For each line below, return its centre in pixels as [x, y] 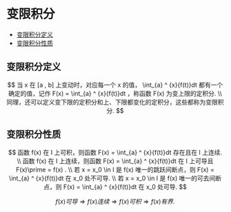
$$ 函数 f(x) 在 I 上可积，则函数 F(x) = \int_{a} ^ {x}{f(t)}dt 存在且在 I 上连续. [115, 152]
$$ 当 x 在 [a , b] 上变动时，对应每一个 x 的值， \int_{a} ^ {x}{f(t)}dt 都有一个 [115, 85]
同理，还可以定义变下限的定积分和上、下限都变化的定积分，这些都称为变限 [112, 102]
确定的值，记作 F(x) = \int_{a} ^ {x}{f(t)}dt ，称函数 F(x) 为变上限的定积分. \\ [115, 93]
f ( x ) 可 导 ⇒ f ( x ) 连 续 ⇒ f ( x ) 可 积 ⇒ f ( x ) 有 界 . [115, 201]
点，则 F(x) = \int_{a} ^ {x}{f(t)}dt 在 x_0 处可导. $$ [115, 187]
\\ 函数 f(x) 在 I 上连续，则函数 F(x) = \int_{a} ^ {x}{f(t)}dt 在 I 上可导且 [115, 161]
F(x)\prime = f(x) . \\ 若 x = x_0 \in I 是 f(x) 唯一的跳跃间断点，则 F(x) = [115, 169]
